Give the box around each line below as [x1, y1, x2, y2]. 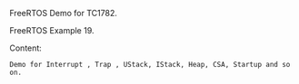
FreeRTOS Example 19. [9, 25, 95, 35]
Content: [9, 42, 43, 53]
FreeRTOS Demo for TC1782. [9, 8, 118, 18]
